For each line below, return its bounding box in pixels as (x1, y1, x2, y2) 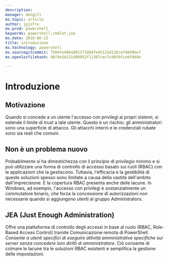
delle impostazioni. (5, 251, 44, 257)
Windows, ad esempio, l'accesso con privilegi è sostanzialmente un (5, 185, 146, 191)
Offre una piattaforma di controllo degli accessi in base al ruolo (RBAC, (5, 224, 152, 230)
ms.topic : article (5, 17, 44, 22)
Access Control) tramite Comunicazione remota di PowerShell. (19, 230, 149, 235)
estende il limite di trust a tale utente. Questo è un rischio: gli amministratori (5, 119, 162, 125)
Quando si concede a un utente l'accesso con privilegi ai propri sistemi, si (5, 114, 159, 120)
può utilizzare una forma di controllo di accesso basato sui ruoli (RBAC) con (5, 164, 162, 170)
